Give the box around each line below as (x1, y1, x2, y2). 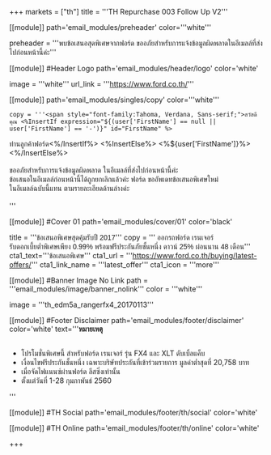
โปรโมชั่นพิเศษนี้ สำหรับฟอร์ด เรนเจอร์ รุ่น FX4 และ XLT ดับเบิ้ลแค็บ (20, 348, 205, 358)
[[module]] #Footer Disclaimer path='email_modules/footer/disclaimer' (9, 316, 244, 325)
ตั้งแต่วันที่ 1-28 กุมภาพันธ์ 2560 (20, 376, 112, 385)
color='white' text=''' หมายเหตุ (9, 324, 104, 334)
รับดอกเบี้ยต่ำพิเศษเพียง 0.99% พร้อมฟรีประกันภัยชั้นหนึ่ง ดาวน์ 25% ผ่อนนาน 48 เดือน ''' (9, 242, 252, 251)
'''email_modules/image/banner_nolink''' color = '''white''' (9, 284, 203, 294)
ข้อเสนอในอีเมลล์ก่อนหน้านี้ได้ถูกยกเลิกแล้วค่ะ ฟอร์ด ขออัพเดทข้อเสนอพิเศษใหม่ (9, 174, 219, 184)
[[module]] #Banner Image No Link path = (9, 275, 149, 285)
